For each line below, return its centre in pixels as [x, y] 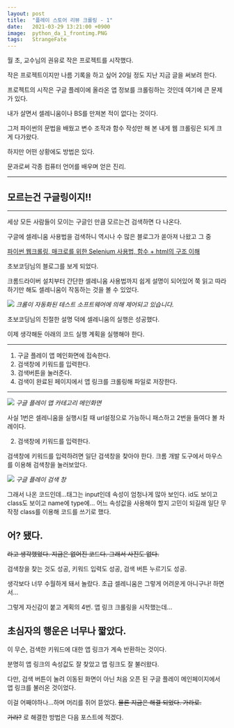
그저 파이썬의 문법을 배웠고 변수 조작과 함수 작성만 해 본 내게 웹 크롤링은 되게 [111, 128]
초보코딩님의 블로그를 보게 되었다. [53, 266]
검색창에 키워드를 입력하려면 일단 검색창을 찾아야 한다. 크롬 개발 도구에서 [106, 456]
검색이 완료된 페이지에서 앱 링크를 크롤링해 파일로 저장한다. [97, 381]
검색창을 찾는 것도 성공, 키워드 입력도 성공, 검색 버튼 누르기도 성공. [97, 568]
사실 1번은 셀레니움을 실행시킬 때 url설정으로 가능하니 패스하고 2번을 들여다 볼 [112, 417]
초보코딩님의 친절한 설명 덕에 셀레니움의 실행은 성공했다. [84, 319]
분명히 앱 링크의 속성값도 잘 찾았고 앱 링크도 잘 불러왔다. [83, 664]
